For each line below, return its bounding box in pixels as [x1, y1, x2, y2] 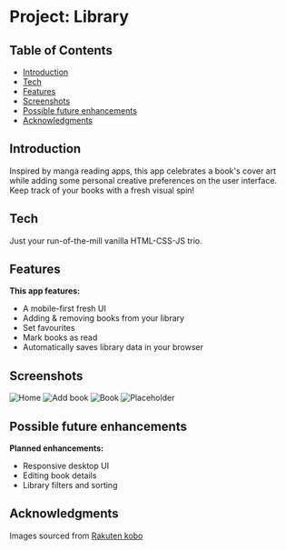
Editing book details [22, 470, 97, 481]
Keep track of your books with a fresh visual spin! [9, 185, 195, 195]
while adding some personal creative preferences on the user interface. [9, 175, 278, 185]
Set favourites [22, 323, 75, 334]
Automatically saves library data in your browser [22, 342, 204, 353]
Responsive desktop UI [22, 461, 110, 472]
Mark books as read [22, 332, 98, 343]
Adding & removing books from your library [22, 313, 184, 324]
